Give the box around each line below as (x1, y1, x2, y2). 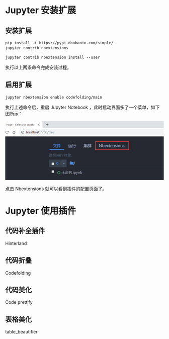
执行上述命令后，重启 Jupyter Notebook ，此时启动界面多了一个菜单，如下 (5, 104, 160, 110)
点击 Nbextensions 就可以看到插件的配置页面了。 (5, 186, 107, 192)
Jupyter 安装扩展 (5, 5, 76, 16)
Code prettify (5, 299, 33, 305)
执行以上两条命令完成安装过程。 (5, 64, 71, 70)
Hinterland (5, 240, 27, 246)
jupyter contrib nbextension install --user (5, 55, 100, 60)
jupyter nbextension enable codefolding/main (5, 95, 102, 100)
